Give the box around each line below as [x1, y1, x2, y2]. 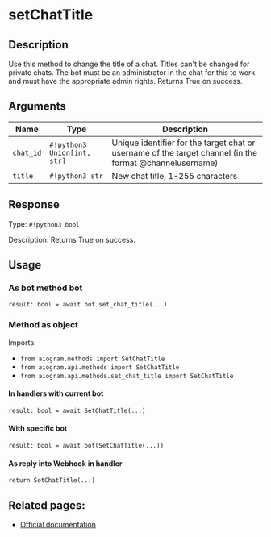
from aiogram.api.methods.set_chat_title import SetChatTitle [19, 372, 234, 380]
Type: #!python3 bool [8, 219, 80, 229]
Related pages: [8, 498, 86, 512]
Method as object [8, 319, 79, 331]
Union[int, [49, 148, 91, 157]
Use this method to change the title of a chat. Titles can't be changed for [8, 59, 250, 69]
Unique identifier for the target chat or [111, 137, 256, 148]
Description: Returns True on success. [8, 235, 135, 244]
